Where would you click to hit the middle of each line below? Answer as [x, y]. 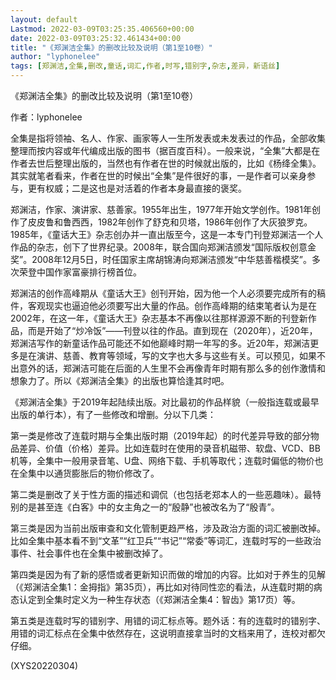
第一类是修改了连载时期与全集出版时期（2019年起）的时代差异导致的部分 [160, 435]
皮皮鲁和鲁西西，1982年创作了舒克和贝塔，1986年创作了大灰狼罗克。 [170, 222]
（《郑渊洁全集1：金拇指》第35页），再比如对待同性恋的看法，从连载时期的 [162, 587]
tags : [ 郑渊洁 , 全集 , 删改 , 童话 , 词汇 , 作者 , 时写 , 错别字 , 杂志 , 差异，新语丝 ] [145, 66]
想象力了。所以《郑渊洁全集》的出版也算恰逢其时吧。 [120, 380]
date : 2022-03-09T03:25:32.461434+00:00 [96, 38]
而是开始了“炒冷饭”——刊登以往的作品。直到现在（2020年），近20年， [172, 330]
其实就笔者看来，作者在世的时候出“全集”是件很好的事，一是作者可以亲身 [159, 175]
